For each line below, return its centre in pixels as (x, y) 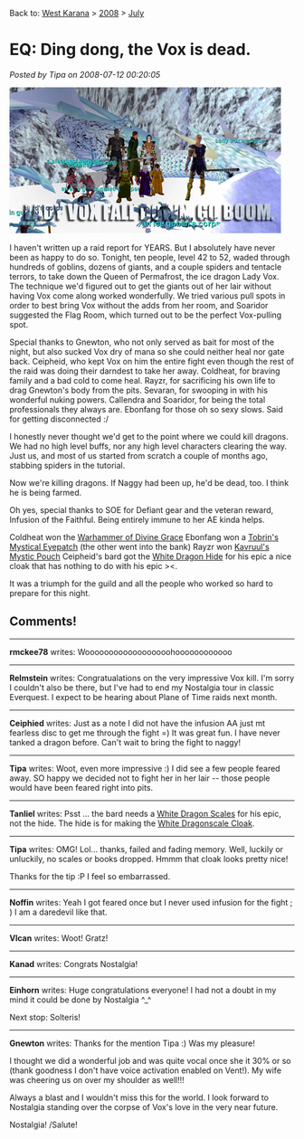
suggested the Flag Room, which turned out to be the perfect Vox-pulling (146, 315)
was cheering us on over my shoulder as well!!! (97, 1079)
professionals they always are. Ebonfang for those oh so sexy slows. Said (146, 409)
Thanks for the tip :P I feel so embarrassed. (90, 876)
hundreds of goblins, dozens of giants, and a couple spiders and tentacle (146, 267)
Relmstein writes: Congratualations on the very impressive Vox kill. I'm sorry (152, 678)
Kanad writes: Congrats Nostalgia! (74, 963)
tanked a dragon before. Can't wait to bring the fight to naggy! (125, 742)
